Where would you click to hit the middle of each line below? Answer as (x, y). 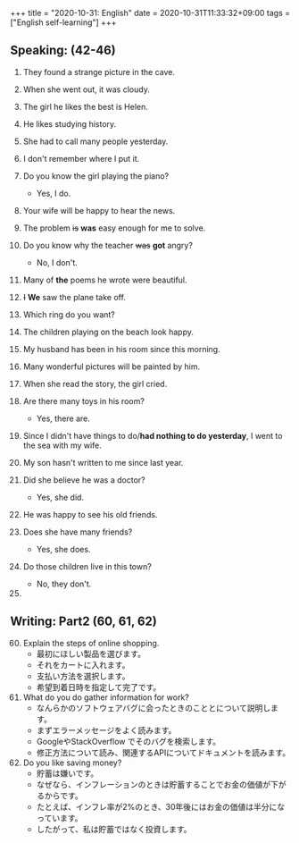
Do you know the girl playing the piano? (96, 176)
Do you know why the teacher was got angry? (108, 245)
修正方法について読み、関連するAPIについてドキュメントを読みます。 (163, 752)
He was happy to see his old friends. (90, 514)
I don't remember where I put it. (81, 158)
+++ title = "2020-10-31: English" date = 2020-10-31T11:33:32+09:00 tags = (150, 13)
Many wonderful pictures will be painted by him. (112, 367)
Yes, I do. (54, 193)
